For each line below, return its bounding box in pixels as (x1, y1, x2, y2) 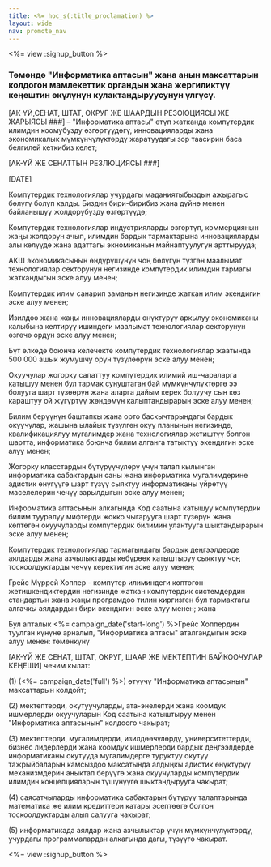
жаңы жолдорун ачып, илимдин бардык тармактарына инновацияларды (8, 231, 260, 241)
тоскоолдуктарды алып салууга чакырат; (8, 809, 151, 819)
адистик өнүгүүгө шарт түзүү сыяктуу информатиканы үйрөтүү (8, 479, 228, 489)
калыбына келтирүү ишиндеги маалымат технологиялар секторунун (8, 321, 246, 331)
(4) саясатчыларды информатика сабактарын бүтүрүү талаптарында (8, 792, 248, 802)
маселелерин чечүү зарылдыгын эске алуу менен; (8, 487, 184, 497)
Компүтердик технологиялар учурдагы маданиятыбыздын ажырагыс (8, 190, 248, 199)
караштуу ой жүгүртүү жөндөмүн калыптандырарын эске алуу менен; (8, 395, 253, 405)
